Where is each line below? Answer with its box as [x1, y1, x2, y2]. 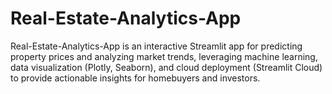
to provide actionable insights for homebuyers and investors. [10, 72, 261, 84]
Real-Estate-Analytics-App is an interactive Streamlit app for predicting [10, 40, 303, 52]
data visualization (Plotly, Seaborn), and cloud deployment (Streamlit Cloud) [10, 61, 323, 73]
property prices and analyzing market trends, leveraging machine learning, [10, 50, 318, 62]
